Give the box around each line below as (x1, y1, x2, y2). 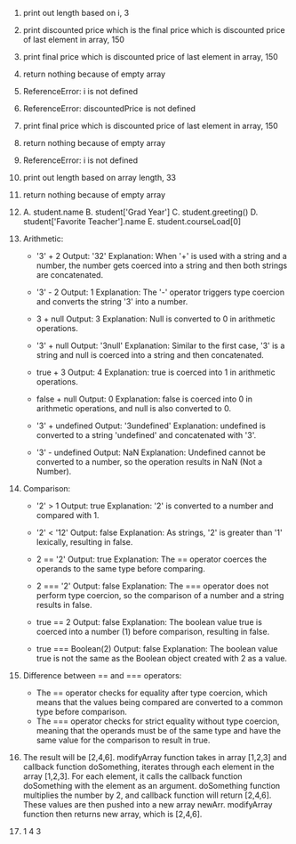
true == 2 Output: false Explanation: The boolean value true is (36, 617, 263, 627)
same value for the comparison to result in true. (36, 734, 211, 745)
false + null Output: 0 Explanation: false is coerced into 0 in (36, 394, 252, 404)
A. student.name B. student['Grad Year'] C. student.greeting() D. (22, 207, 259, 217)
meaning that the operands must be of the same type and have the (36, 726, 281, 735)
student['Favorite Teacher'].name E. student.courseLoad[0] (22, 216, 242, 226)
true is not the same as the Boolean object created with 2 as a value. (36, 653, 288, 663)
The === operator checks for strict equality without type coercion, (36, 716, 280, 726)
